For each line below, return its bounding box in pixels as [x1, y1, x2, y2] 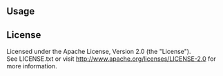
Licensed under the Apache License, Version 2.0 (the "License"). [6, 48, 191, 56]
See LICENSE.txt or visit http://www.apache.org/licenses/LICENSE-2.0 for [6, 55, 217, 63]
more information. [6, 62, 57, 70]
